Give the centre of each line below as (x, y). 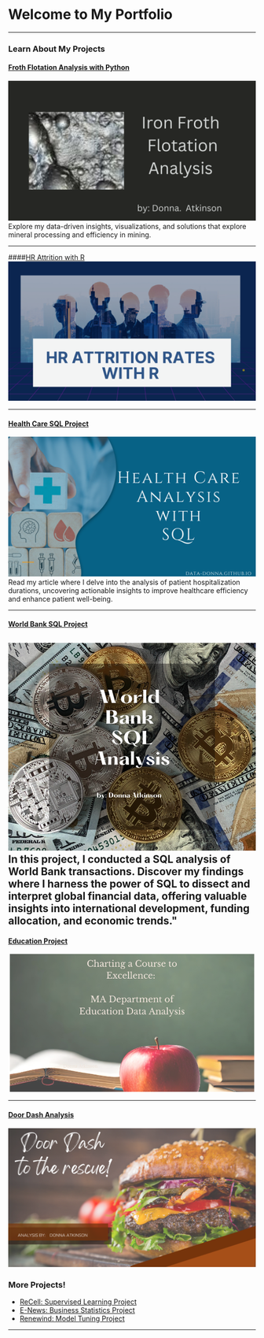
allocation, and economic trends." (93, 921)
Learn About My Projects (57, 49)
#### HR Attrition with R (46, 257)
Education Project (38, 941)
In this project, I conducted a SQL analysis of (119, 860)
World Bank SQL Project (48, 625)
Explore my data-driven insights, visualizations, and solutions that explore (127, 226)
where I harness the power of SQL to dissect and (129, 884)
